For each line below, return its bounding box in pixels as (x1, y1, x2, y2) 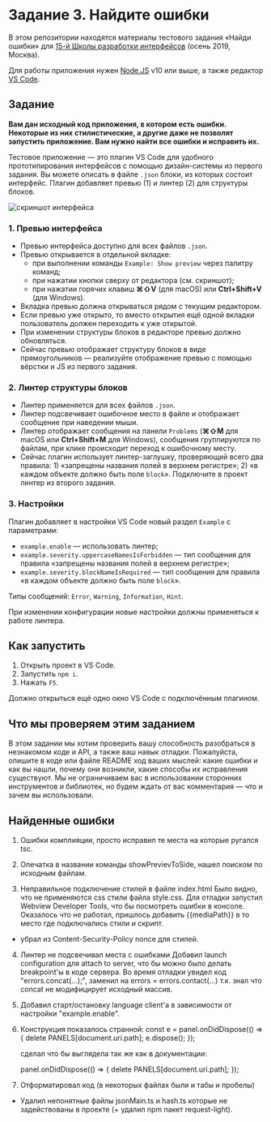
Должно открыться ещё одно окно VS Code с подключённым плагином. (8, 694, 260, 703)
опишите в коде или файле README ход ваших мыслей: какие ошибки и (8, 756, 258, 766)
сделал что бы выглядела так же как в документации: (19, 1049, 208, 1059)
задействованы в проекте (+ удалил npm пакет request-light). (19, 1105, 233, 1115)
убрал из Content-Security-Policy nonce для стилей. (19, 935, 199, 944)
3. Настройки (8, 498, 65, 509)
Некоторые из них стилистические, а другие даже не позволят (8, 127, 234, 137)
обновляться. (19, 336, 67, 346)
